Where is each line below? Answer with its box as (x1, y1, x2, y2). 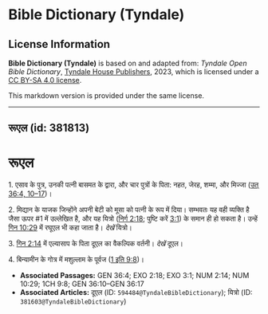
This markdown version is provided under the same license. (8, 91, 205, 100)
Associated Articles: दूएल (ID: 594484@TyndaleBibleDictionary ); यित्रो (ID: (19, 288, 253, 297)
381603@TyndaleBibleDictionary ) (19, 296, 127, 306)
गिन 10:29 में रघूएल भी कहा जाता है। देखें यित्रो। (8, 223, 133, 233)
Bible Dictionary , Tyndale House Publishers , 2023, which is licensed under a (8, 67, 259, 77)
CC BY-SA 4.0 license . (8, 76, 82, 84)
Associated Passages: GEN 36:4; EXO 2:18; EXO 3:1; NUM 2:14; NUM (19, 271, 250, 281)
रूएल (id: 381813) (8, 121, 90, 135)
